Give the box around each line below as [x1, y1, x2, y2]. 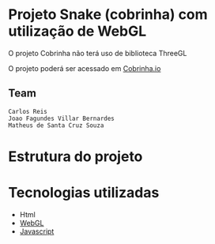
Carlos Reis [8, 107, 47, 115]
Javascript [19, 227, 55, 236]
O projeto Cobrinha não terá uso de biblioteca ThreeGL [8, 48, 187, 58]
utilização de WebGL [8, 22, 147, 40]
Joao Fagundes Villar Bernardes [8, 114, 115, 122]
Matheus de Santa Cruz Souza [8, 121, 104, 130]
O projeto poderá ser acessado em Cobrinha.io [8, 63, 161, 73]
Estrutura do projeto [8, 148, 143, 165]
